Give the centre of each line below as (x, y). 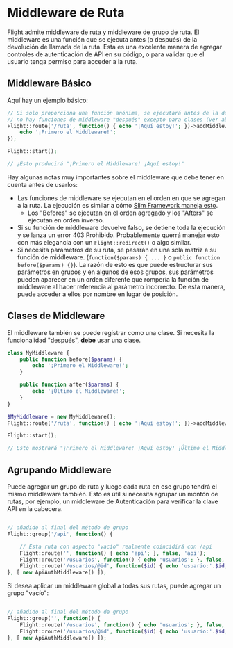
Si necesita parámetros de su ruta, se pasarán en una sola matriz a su (117, 250)
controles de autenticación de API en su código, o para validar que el (106, 54)
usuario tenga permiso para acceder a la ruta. (72, 61)
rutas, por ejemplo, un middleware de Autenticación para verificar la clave (113, 501)
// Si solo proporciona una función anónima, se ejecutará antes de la (113, 113)
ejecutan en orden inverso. (66, 220)
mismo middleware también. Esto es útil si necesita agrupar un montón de (113, 494)
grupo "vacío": (28, 593)
